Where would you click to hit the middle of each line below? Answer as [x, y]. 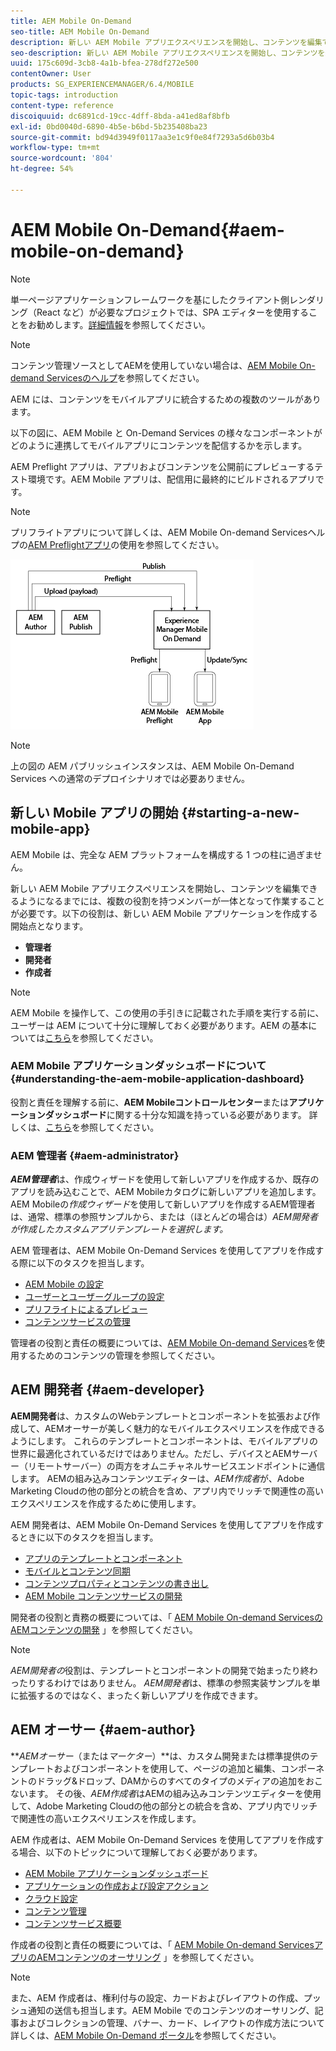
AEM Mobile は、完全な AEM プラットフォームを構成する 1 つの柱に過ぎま [162, 854]
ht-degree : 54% [42, 169]
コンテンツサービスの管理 [77, 1322]
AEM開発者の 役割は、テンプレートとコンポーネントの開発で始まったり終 [160, 1670]
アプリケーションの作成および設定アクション [116, 1886]
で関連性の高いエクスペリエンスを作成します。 [106, 1818]
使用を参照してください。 [172, 544]
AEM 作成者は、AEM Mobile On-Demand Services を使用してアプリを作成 [163, 1839]
